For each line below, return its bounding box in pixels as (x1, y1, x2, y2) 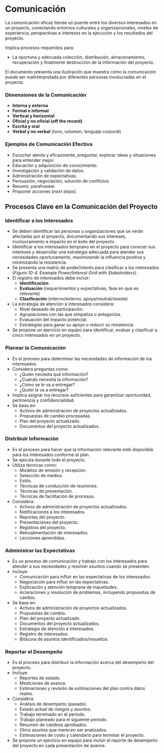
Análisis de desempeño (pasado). (19, 701, 87, 707)
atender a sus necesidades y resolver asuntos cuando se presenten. (12, 564, 150, 570)
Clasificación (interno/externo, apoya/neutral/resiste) (19, 296, 128, 302)
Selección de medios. (19, 472, 64, 478)
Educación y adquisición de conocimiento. (12, 162, 98, 168)
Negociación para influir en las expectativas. (19, 579, 110, 585)
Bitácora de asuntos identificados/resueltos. (19, 636, 109, 642)
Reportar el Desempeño (5, 648, 63, 655)
